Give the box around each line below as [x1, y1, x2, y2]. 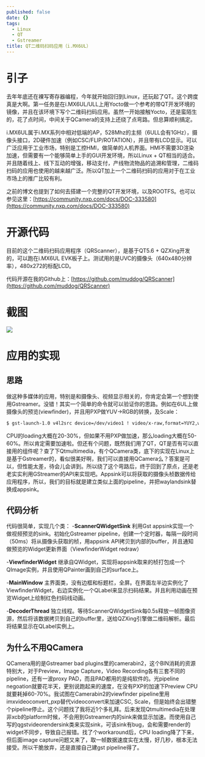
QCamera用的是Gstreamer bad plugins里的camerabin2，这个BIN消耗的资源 [6, 660, 196, 667]
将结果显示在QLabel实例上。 [6, 622, 78, 630]
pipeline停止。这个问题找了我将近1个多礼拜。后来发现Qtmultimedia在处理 [11, 706, 196, 713]
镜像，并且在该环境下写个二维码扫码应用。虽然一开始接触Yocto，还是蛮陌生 [6, 108, 197, 115]
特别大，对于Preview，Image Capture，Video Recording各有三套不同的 [6, 668, 186, 675]
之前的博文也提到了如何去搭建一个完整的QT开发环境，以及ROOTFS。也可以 [6, 187, 196, 195]
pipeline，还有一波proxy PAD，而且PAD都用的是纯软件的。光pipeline [6, 675, 179, 682]
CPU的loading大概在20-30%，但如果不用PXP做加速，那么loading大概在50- [6, 432, 197, 439]
